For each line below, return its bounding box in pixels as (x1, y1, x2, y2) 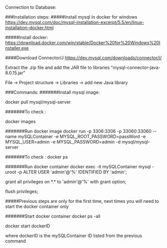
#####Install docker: (5, 35, 48, 40)
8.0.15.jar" (5, 70, 26, 76)
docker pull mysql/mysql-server (5, 99, 71, 105)
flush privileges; (5, 188, 38, 194)
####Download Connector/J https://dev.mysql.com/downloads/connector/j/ (5, 55, 162, 61)
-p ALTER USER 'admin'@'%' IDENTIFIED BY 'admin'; (17, 169, 127, 175)
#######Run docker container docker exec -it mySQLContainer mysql (5, 164, 151, 170)
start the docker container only (5, 203, 69, 209)
